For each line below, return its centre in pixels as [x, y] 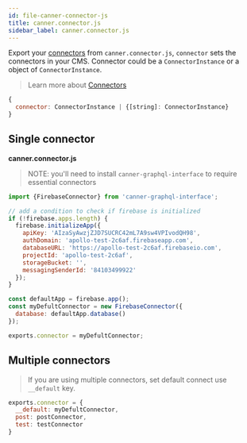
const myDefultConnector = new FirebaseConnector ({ [95, 306]
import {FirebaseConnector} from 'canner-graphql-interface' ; [113, 196]
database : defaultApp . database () [71, 314]
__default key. [51, 388]
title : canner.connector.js [55, 23]
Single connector [52, 139]
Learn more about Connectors [77, 85]
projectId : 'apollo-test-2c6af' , [78, 255]
